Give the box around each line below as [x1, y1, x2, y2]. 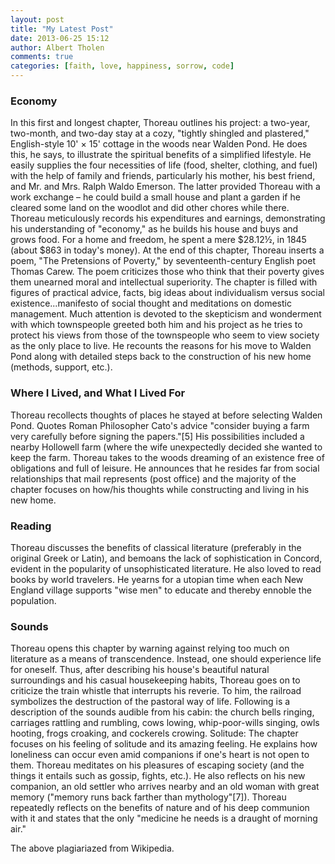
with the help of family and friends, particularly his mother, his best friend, [10, 170, 316, 182]
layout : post [10, 14, 65, 25]
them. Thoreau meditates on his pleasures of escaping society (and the [10, 759, 305, 771]
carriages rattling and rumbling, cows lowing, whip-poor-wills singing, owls [10, 717, 320, 729]
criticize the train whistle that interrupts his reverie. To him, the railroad [10, 685, 302, 697]
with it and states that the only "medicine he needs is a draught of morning [10, 812, 318, 825]
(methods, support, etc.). [10, 361, 113, 373]
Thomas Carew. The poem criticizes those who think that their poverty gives [10, 266, 325, 278]
